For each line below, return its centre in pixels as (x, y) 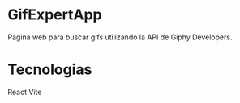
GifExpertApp (55, 15)
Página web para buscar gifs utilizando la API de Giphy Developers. (120, 37)
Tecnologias (50, 70)
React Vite (25, 92)
